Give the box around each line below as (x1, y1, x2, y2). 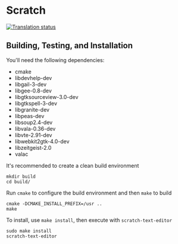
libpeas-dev (14, 112, 45, 119)
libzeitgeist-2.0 (14, 144, 52, 151)
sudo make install (6, 228, 52, 234)
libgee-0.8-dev (14, 87, 52, 94)
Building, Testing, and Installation (6, 41, 133, 51)
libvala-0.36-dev (14, 125, 56, 132)
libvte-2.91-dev (14, 131, 52, 138)
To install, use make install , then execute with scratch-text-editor (6, 216, 173, 224)
